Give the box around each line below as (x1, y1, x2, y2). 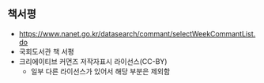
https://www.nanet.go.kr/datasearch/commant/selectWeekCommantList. (18, 28, 256, 38)
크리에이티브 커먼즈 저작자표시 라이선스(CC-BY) (18, 56, 168, 66)
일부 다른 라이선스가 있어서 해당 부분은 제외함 (30, 66, 171, 76)
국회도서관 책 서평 (18, 47, 74, 56)
